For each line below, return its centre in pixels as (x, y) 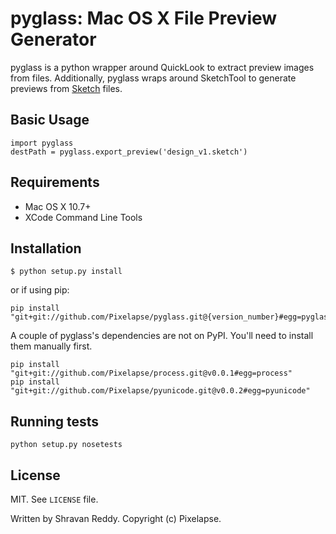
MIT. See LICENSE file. (54, 499)
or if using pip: (40, 290)
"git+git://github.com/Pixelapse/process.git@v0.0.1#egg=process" (151, 373)
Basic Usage (50, 120)
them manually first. (51, 346)
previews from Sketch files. (66, 88)
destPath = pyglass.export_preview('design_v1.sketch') (129, 152)
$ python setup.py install (66, 272)
